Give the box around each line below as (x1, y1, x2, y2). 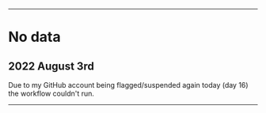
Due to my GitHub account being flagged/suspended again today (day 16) (8, 81, 249, 89)
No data (8, 28, 61, 46)
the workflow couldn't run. (8, 89, 95, 98)
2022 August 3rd (8, 59, 95, 73)
